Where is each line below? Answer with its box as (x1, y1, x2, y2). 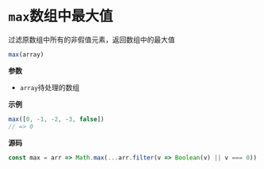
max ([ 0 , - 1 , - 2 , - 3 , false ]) (8, 115, 105, 123)
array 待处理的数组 (19, 82, 80, 92)
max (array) (8, 51, 44, 58)
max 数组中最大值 (8, 7, 113, 25)
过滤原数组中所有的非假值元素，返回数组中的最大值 (8, 35, 175, 44)
